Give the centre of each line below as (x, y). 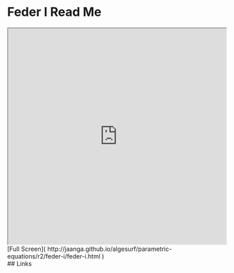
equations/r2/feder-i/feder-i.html (54, 256)
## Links (20, 263)
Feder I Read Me (54, 12)
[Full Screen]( (27, 249)
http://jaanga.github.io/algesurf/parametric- (110, 249)
